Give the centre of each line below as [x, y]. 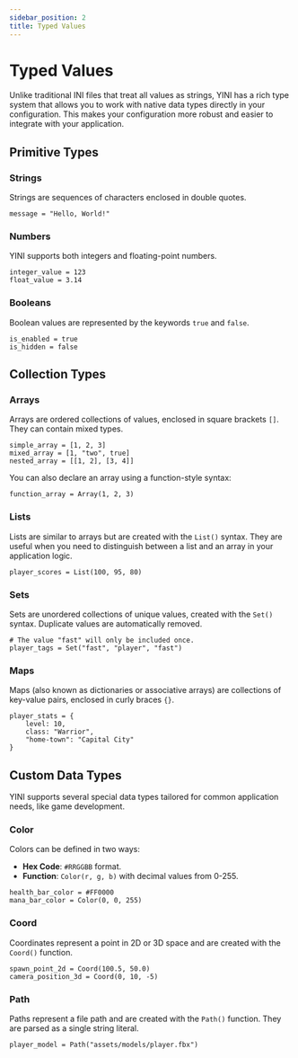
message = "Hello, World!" [60, 214]
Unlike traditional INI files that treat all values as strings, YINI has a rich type [149, 95]
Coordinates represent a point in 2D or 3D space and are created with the [145, 942]
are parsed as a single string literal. [74, 1028]
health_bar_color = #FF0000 [62, 893]
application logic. [41, 556]
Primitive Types [54, 152]
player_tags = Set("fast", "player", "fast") [96, 648]
